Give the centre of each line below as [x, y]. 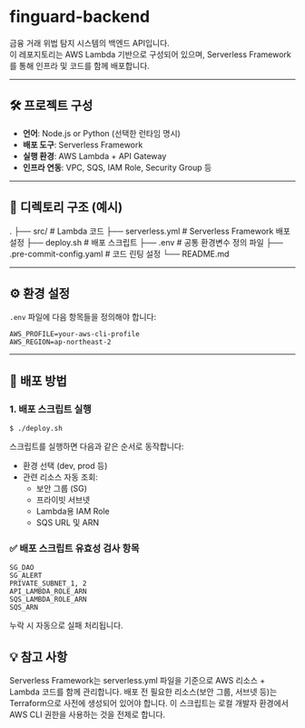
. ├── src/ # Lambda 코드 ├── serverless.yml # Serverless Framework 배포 [150, 231]
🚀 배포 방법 [39, 380]
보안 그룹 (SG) [62, 489]
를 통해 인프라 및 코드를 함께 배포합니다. [79, 65]
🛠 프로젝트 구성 [51, 106]
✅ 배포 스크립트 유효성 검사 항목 [74, 548]
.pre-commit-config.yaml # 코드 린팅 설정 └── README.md [119, 254]
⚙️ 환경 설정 [40, 293]
